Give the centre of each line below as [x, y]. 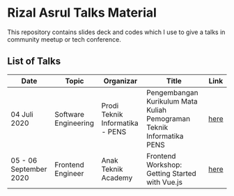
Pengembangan [172, 92]
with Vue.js [164, 182]
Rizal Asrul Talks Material [82, 13]
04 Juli [22, 114]
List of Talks [34, 62]
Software [70, 114]
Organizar [120, 81]
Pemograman [168, 118]
